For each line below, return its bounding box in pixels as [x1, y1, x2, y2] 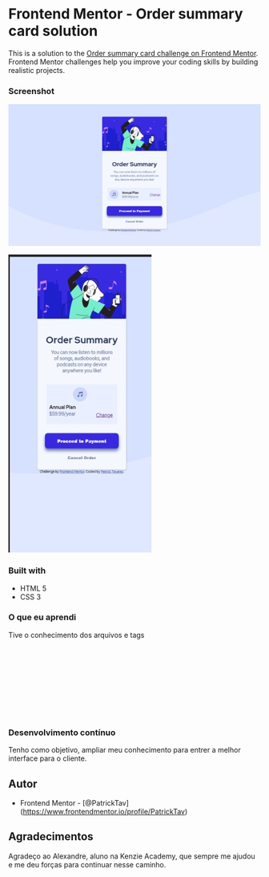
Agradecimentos [8, 830, 94, 843]
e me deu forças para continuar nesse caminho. [8, 859, 167, 869]
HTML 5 [19, 583, 47, 593]
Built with [8, 565, 46, 576]
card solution [8, 22, 98, 40]
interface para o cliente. [8, 753, 87, 763]
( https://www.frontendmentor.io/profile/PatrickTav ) [19, 806, 188, 816]
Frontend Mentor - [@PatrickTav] [19, 798, 130, 807]
